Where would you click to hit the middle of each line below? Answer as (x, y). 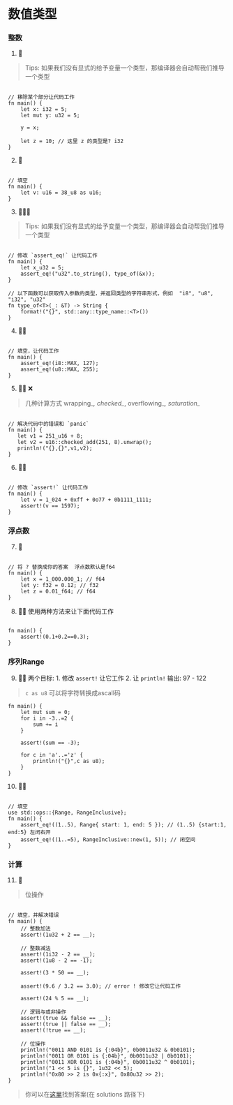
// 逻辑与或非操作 (44, 1012)
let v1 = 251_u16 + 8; (50, 436)
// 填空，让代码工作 (33, 351)
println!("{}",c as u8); (69, 762)
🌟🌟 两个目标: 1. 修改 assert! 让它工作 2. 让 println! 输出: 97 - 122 (112, 678)
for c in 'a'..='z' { (52, 755)
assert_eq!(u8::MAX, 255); (60, 370)
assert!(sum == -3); (50, 743)
